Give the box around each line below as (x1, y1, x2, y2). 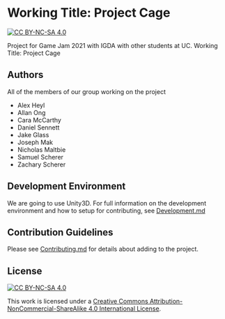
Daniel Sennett (17, 123, 60, 132)
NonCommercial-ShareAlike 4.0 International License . (7, 304, 162, 313)
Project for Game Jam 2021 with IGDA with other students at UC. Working (7, 41, 218, 49)
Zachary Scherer (17, 160, 66, 169)
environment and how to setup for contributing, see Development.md (7, 206, 205, 215)
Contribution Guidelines (7, 226, 114, 238)
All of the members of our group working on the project (7, 87, 166, 95)
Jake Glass (17, 130, 49, 139)
